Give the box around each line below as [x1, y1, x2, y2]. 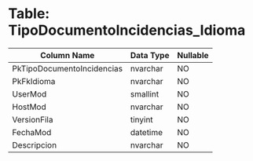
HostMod [12, 101, 47, 112]
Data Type [130, 49, 170, 60]
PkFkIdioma [12, 75, 56, 86]
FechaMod [12, 126, 52, 137]
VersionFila [12, 114, 53, 125]
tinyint [130, 114, 153, 125]
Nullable [176, 49, 210, 60]
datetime [130, 126, 163, 137]
